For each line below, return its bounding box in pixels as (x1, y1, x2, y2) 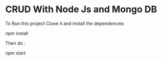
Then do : (5, 40, 26, 46)
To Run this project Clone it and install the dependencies (5, 20, 124, 26)
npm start (5, 50, 26, 56)
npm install (5, 30, 29, 36)
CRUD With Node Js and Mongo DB (5, 4, 157, 15)
